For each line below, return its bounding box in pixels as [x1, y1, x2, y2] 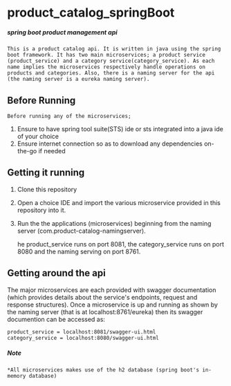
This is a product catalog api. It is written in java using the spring [7, 46, 221, 52]
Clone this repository [17, 185, 77, 193]
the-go [17, 146, 37, 155]
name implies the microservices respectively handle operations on [7, 64, 206, 70]
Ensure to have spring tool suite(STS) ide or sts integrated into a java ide [17, 124, 223, 133]
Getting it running [7, 167, 85, 179]
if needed [38, 146, 66, 155]
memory [7, 372, 26, 379]
